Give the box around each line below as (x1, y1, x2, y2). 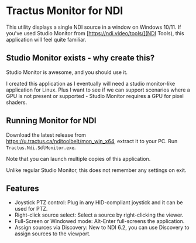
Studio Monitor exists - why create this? (6, 53, 155, 63)
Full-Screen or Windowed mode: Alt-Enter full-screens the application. (14, 218, 185, 225)
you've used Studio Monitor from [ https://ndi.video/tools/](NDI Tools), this (6, 29, 184, 36)
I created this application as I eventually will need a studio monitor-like (6, 80, 176, 87)
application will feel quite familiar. (6, 36, 87, 43)
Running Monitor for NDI (6, 116, 97, 126)
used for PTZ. (14, 205, 48, 212)
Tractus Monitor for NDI (6, 4, 123, 18)
